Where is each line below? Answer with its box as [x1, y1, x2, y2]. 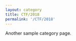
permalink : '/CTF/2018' [5, 16, 56, 21]
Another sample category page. [5, 30, 72, 36]
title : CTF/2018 [5, 12, 40, 17]
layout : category [5, 7, 42, 12]
